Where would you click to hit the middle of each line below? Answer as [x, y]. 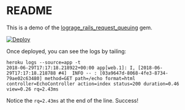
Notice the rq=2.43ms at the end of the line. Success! [73, 100]
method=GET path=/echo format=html [90, 78]
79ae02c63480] [25, 78]
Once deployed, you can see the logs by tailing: [66, 51]
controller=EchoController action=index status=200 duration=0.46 [93, 84]
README [29, 11]
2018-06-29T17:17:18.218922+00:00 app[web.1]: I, [71, 68]
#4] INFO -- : [78, 73]
